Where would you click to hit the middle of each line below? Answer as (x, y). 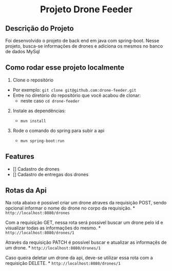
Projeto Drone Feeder (86, 9)
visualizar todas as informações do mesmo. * (53, 228)
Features (20, 157)
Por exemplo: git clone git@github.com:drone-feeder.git (74, 90)
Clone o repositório (33, 80)
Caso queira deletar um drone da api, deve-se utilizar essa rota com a (79, 258)
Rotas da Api (26, 191)
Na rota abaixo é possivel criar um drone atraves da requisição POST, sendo (86, 203)
